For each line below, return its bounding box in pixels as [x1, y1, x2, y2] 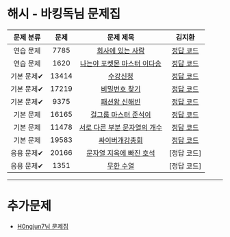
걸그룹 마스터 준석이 [90, 110, 151, 120]
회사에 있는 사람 [97, 46, 145, 55]
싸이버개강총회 [98, 135, 143, 145]
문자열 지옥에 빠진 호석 [86, 148, 155, 158]
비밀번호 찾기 [101, 84, 141, 94]
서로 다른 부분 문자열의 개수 [79, 122, 163, 132]
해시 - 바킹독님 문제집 [7, 6, 121, 22]
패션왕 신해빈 [101, 97, 141, 107]
